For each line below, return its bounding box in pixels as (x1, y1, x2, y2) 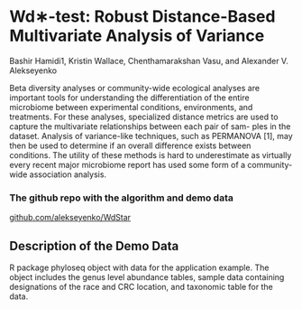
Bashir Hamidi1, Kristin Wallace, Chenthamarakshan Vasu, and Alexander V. (9, 55, 288, 66)
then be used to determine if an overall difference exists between (9, 140, 252, 151)
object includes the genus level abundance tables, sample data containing (9, 272, 285, 283)
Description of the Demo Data (9, 238, 179, 254)
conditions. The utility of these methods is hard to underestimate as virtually (9, 149, 292, 160)
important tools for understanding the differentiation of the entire (9, 92, 250, 103)
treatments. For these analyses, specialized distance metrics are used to (9, 111, 279, 122)
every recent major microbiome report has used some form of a (9, 159, 246, 170)
